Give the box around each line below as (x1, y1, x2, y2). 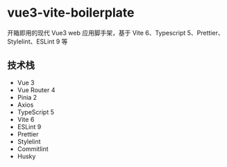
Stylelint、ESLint (7, 37, 55, 46)
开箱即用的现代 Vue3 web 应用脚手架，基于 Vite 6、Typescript (7, 28, 186, 37)
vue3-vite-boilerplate (7, 5, 135, 21)
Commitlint (17, 144, 49, 153)
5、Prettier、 (187, 28, 224, 37)
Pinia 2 (17, 93, 37, 101)
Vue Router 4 (17, 85, 56, 94)
